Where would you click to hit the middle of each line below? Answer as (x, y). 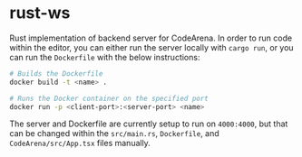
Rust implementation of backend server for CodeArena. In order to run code (151, 38)
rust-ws (40, 13)
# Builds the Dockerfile (56, 74)
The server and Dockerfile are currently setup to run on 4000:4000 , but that (149, 124)
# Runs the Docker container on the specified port (109, 98)
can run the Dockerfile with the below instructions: (105, 57)
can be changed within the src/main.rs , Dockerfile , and (114, 134)
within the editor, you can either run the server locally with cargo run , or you (151, 47)
